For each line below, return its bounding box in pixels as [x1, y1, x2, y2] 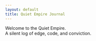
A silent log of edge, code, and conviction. [5, 30, 92, 36]
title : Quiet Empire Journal [5, 12, 65, 17]
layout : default [5, 7, 39, 12]
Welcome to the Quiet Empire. [5, 25, 66, 31]
